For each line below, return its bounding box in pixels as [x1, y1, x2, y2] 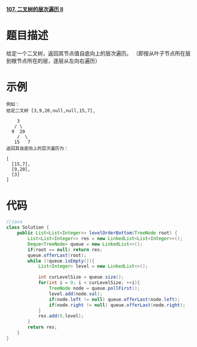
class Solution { [6, 224, 50, 230]
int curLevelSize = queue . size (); [38, 274, 124, 281]
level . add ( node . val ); [48, 291, 103, 297]
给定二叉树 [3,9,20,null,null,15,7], [6, 108, 96, 114]
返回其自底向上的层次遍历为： [6, 145, 69, 152]
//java [6, 219, 23, 225]
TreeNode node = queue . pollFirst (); [48, 285, 140, 291]
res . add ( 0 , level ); [38, 313, 84, 319]
